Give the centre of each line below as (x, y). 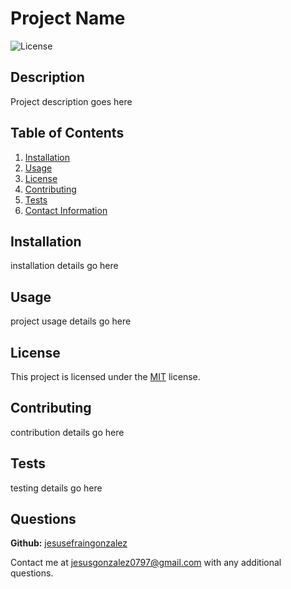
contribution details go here (67, 432)
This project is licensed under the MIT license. (105, 376)
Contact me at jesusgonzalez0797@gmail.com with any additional (146, 563)
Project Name (68, 18)
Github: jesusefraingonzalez (69, 543)
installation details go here (64, 266)
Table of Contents (67, 133)
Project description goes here (71, 101)
